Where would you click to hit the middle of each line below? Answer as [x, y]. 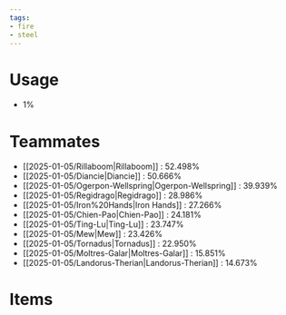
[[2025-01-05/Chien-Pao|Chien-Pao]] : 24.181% [112, 215]
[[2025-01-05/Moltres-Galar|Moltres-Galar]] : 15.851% [124, 253]
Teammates [55, 141]
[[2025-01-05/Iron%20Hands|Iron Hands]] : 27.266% [122, 205]
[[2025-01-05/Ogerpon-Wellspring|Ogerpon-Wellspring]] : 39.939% [150, 186]
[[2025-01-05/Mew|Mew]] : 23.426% [93, 234]
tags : [20, 18]
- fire [22, 26]
